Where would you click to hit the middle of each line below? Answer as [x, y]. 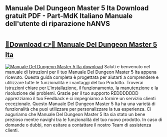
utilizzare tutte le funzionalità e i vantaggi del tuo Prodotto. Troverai [74, 82]
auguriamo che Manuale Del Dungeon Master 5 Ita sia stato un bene [75, 114]
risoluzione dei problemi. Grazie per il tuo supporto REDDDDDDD [72, 93]
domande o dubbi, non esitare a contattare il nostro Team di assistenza [78, 125]
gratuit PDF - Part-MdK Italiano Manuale [69, 16]
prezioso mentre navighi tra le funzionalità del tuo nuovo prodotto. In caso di [84, 120]
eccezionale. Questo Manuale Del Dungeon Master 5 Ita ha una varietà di [80, 104]
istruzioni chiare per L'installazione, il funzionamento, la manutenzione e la [82, 88]
